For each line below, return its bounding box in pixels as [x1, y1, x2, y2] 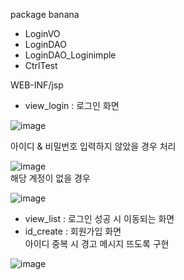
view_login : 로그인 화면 [24, 100, 120, 111]
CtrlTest [24, 60, 58, 71]
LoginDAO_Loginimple [24, 49, 117, 61]
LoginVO [24, 28, 61, 39]
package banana [10, 9, 80, 20]
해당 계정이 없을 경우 [10, 172, 91, 184]
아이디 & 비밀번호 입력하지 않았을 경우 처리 [10, 140, 177, 152]
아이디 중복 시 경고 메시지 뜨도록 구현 [24, 238, 170, 249]
